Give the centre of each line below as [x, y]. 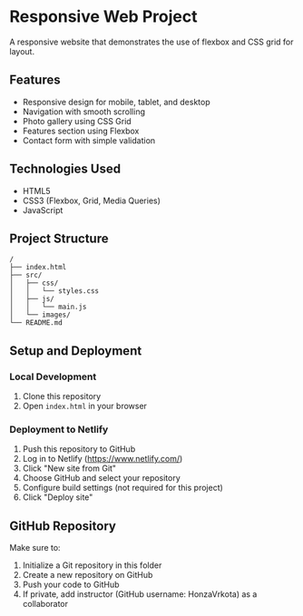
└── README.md [36, 323]
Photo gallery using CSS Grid [77, 121]
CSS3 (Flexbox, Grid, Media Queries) [92, 200]
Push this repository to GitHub [79, 449]
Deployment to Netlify [59, 429]
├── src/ [26, 275]
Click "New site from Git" [69, 468]
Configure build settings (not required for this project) [123, 488]
